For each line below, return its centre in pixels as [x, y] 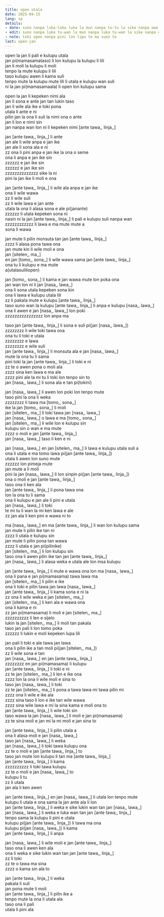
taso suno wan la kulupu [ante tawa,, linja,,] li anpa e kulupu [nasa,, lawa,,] [80, 305]
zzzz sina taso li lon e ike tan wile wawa [45, 700]
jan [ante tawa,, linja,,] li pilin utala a [41, 730]
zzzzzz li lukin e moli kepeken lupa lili [43, 633]
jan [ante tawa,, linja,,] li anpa [34, 833]
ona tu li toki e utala [25, 335]
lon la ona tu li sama [25, 495]
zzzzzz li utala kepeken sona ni [36, 214]
